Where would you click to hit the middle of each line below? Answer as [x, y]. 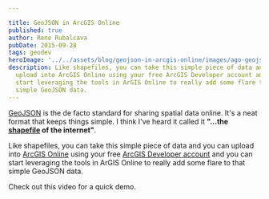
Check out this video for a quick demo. [72, 186]
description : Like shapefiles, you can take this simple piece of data [130, 68]
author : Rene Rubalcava [48, 38]
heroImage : [26, 60]
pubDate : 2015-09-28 [43, 45]
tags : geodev [30, 53]
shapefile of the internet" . [52, 130]
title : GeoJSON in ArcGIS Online [64, 22]
